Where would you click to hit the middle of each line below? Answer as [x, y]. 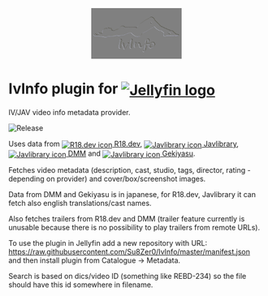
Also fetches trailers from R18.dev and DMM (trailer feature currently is [127, 218]
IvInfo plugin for [63, 89]
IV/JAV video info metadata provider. [69, 113]
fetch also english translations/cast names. [80, 203]
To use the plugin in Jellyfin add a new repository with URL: [108, 242]
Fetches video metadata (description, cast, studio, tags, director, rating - [130, 169]
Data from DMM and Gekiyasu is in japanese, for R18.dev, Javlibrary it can [132, 194]
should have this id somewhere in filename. [81, 285]
